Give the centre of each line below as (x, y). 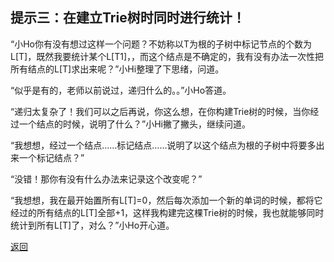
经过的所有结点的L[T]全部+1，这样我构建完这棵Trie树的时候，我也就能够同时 (167, 212)
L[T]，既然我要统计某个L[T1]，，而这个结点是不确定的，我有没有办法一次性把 (167, 56)
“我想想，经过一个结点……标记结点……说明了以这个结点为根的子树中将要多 (163, 145)
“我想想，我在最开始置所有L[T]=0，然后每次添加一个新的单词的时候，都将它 (166, 200)
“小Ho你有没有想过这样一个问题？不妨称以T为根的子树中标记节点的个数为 (161, 44)
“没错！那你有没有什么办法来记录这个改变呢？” (106, 179)
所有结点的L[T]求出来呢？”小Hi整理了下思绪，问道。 (117, 69)
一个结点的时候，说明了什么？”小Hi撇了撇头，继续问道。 (134, 124)
